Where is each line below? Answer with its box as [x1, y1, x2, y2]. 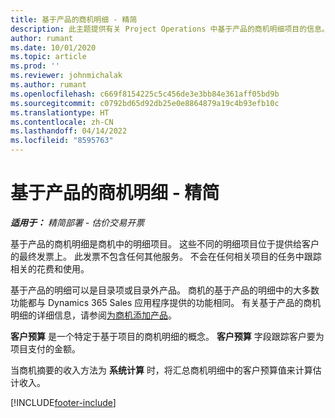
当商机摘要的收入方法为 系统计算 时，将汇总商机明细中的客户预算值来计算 [10, 364, 313, 376]
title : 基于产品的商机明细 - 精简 [10, 14, 138, 25]
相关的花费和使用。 [10, 262, 90, 275]
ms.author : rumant [10, 80, 87, 90]
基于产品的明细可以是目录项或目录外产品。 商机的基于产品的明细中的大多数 [10, 284, 320, 296]
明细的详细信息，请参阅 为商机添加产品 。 [10, 309, 177, 321]
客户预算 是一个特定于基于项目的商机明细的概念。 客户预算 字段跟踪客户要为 [10, 330, 325, 342]
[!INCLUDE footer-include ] [10, 396, 117, 408]
